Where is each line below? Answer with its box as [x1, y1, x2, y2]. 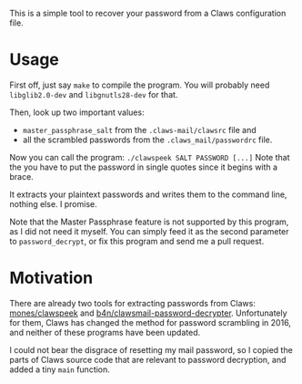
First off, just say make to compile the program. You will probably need [9, 79, 270, 90]
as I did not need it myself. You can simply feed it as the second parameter [9, 225, 289, 236]
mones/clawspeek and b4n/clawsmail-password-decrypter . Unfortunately [9, 307, 288, 318]
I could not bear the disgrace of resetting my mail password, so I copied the [9, 344, 293, 355]
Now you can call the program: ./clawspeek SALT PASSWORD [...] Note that [9, 151, 290, 162]
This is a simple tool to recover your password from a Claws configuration [9, 8, 287, 18]
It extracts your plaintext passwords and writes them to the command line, [9, 189, 287, 200]
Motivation [9, 268, 94, 288]
